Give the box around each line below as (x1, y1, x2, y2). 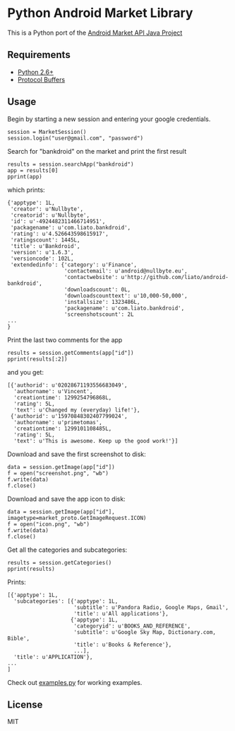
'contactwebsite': (64, 273, 119, 280)
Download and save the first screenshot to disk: (7, 450, 146, 458)
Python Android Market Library (7, 5, 193, 21)
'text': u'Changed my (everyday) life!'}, (13, 406, 140, 414)
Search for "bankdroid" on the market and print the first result (7, 147, 187, 155)
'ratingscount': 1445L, (10, 236, 80, 244)
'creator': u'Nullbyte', (10, 205, 83, 212)
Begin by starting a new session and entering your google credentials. (7, 115, 211, 123)
